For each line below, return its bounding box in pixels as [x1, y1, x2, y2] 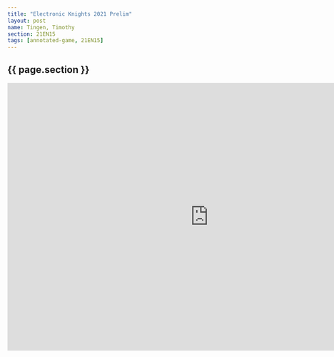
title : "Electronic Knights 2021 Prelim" [7, 10, 133, 18]
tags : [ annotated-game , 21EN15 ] [7, 37, 103, 44]
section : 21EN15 [7, 30, 56, 38]
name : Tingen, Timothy [7, 24, 75, 31]
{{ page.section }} [7, 64, 90, 76]
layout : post [7, 17, 46, 24]
